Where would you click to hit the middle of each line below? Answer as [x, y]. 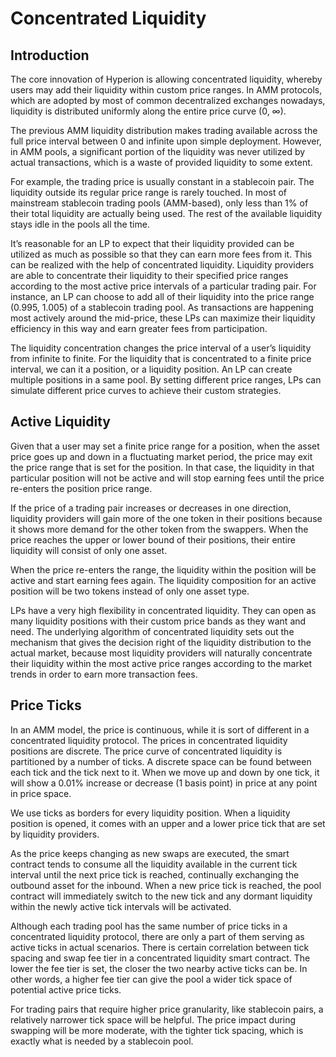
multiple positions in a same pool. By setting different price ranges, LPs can [166, 380]
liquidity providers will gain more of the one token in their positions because [166, 518]
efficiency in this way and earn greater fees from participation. [139, 328]
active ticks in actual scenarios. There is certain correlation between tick [160, 947]
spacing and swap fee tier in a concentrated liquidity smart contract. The [160, 958]
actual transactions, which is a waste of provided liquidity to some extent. [161, 162]
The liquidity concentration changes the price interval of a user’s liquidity [161, 348]
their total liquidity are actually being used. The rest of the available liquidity [166, 213]
